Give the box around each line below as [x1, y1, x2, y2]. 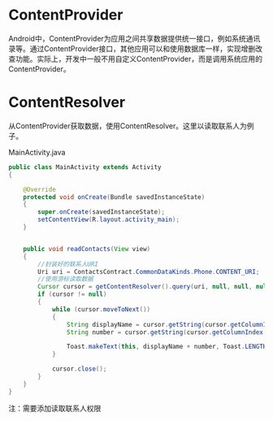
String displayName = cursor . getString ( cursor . [66, 320, 231, 328]
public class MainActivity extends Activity [8, 163, 162, 171]
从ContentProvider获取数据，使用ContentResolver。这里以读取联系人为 [8, 120, 248, 131]
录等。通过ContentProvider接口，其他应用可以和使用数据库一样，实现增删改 [8, 43, 262, 54]
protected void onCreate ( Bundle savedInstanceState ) [23, 193, 206, 201]
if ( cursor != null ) [37, 290, 107, 298]
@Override [23, 185, 57, 193]
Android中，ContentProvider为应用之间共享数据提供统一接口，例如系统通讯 [8, 33, 261, 43]
